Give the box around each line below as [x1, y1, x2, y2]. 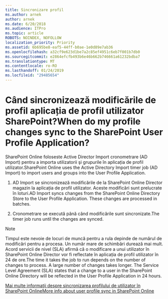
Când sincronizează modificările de [5, 94, 156, 106]
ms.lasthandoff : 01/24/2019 [5, 68, 64, 73]
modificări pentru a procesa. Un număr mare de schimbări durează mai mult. [5, 241, 163, 247]
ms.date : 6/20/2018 [5, 21, 46, 27]
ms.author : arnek [5, 12, 42, 17]
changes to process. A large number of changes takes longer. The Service [5, 262, 159, 268]
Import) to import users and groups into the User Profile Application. [5, 169, 146, 176]
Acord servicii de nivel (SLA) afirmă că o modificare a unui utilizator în [5, 246, 149, 252]
